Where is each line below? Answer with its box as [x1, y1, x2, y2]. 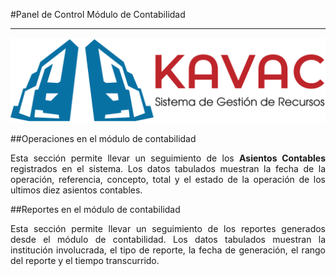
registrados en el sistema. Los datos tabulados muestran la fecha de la [10, 162, 326, 174]
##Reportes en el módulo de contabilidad [10, 203, 181, 215]
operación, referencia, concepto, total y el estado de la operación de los [10, 173, 326, 185]
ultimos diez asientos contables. [10, 184, 143, 196]
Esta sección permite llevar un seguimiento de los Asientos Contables [10, 152, 326, 164]
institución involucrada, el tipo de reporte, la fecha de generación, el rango [10, 244, 326, 256]
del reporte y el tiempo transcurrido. [10, 254, 160, 266]
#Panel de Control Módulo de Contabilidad [10, 9, 186, 20]
